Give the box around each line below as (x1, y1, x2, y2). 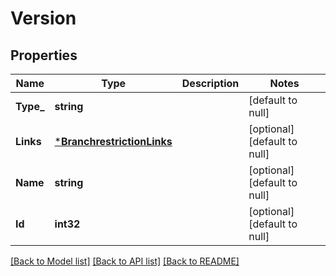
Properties (10, 47, 78, 64)
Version (10, 7, 77, 30)
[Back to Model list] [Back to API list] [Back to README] (10, 255, 240, 267)
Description (181, 77, 240, 90)
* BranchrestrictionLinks (54, 135, 173, 148)
